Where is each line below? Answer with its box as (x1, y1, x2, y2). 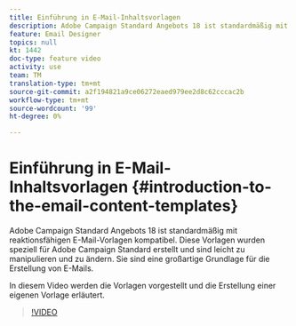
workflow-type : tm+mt (9, 95, 90, 105)
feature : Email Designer (9, 29, 101, 38)
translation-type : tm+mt (9, 79, 101, 88)
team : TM (9, 71, 42, 80)
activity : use (9, 63, 62, 72)
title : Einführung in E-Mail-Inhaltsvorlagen (9, 12, 180, 22)
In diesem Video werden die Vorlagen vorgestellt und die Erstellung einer (9, 281, 276, 291)
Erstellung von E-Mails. (9, 263, 94, 274)
